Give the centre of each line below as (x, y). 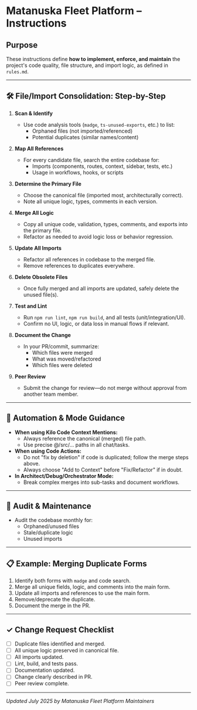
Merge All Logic (34, 213)
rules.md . (18, 71)
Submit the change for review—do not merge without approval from (105, 388)
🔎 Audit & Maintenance (49, 506)
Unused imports (43, 539)
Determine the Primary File (48, 184)
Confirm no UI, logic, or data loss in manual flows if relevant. (96, 324)
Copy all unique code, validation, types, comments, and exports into (106, 224)
